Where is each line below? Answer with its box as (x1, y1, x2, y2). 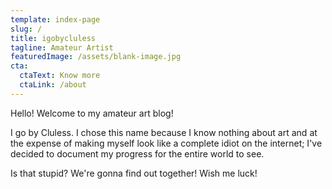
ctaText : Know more (19, 71, 101, 81)
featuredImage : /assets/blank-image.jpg (10, 52, 182, 62)
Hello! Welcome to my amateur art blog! (10, 107, 174, 119)
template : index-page (10, 14, 101, 25)
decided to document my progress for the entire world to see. (10, 147, 265, 160)
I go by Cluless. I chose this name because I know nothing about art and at (10, 126, 318, 138)
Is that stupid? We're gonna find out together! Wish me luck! (10, 167, 258, 179)
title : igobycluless (10, 33, 97, 43)
